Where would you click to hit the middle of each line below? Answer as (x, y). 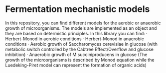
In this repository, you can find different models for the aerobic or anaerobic (83, 23)
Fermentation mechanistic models (78, 9)
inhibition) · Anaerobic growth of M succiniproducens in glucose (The (76, 54)
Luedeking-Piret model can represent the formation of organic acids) (76, 65)
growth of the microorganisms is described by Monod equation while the (80, 60)
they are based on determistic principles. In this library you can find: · (77, 33)
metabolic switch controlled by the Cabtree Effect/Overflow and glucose (79, 49)
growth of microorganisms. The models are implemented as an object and (81, 28)
